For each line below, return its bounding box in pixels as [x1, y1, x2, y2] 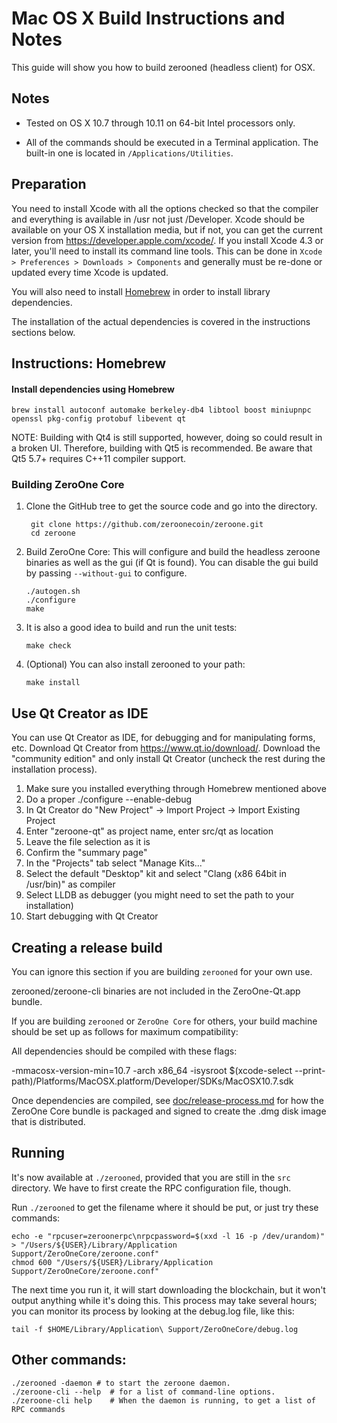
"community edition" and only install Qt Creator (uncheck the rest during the [11, 753, 326, 765]
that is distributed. [11, 1116, 86, 1128]
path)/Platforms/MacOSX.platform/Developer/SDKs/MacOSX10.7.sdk [11, 1075, 294, 1087]
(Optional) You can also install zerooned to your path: [25, 658, 246, 671]
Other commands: [11, 1352, 127, 1369]
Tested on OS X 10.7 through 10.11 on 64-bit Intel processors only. [25, 117, 296, 129]
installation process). [11, 763, 98, 776]
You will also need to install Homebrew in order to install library [11, 285, 271, 297]
